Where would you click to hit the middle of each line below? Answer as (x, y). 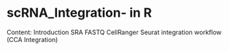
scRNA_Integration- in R (79, 13)
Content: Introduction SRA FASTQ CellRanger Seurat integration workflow (114, 32)
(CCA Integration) (32, 39)
